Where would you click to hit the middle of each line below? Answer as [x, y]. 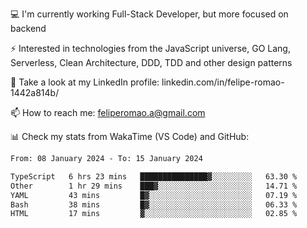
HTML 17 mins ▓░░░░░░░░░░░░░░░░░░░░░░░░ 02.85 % [154, 214]
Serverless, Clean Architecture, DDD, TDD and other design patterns [151, 62]
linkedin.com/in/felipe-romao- [223, 82]
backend [28, 28]
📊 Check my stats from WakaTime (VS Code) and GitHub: [130, 136]
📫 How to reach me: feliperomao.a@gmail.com [108, 112]
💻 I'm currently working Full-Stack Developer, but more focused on [149, 14]
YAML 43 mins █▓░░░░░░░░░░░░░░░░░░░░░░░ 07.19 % [154, 195]
